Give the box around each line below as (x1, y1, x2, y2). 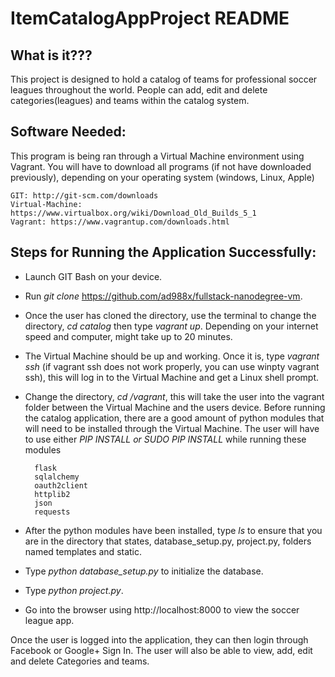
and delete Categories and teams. (10, 655, 150, 667)
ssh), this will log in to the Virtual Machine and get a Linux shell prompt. (24, 371, 319, 383)
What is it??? (10, 47, 93, 64)
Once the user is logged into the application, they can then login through (10, 633, 309, 646)
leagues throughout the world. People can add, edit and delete (10, 84, 268, 96)
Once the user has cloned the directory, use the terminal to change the (24, 309, 317, 321)
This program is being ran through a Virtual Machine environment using (10, 150, 305, 162)
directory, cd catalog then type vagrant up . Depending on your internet (24, 320, 319, 332)
